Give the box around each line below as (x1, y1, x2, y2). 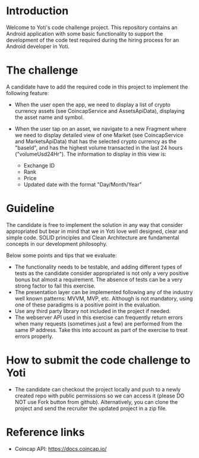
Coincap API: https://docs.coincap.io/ (14, 445, 107, 452)
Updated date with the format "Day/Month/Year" (23, 181, 143, 188)
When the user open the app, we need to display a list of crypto (14, 101, 171, 108)
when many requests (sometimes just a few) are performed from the (14, 320, 182, 327)
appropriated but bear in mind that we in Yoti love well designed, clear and (6, 228, 188, 235)
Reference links (6, 425, 85, 439)
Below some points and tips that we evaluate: (6, 251, 117, 259)
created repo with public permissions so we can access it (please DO (14, 392, 185, 399)
